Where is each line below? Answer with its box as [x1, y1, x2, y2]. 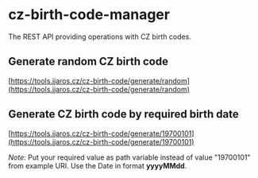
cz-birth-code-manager [8, 6, 171, 24]
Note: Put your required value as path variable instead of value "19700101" [8, 153, 252, 162]
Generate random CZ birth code [8, 55, 169, 68]
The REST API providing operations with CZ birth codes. [8, 32, 192, 41]
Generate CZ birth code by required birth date [8, 107, 240, 121]
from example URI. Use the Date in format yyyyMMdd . [8, 161, 187, 170]
